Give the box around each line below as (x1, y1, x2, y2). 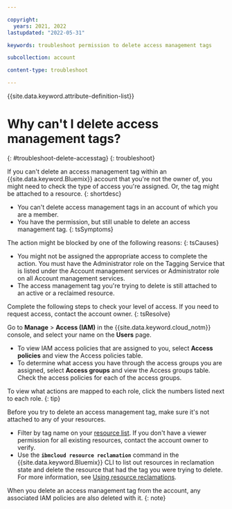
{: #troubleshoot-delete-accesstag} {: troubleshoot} (7, 153, 155, 162)
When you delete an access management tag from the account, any (7, 486, 201, 494)
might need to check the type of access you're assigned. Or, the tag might (7, 182, 220, 190)
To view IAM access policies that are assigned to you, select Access (17, 344, 213, 352)
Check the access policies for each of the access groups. (17, 373, 182, 382)
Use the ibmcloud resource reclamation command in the (17, 451, 179, 459)
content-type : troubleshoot (7, 67, 89, 74)
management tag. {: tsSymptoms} (17, 225, 114, 233)
